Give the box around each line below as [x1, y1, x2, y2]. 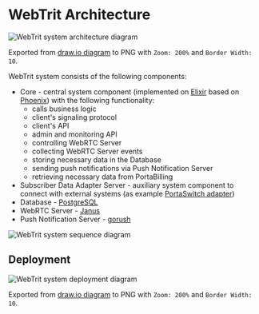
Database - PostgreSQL [19, 197, 98, 207]
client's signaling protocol [31, 112, 118, 121]
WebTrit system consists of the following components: [8, 71, 187, 81]
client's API [31, 121, 70, 130]
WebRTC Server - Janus [19, 205, 101, 215]
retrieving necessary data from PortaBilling [31, 172, 173, 181]
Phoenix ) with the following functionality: [19, 95, 155, 105]
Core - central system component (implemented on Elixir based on [19, 86, 240, 97]
